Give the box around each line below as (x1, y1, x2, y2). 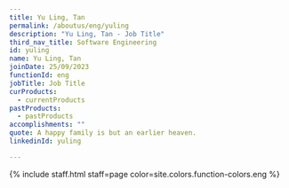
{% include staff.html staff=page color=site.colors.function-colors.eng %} (9, 168, 280, 179)
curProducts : (9, 87, 58, 96)
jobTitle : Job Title (9, 79, 86, 88)
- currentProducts (17, 95, 86, 105)
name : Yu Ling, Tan (9, 54, 82, 63)
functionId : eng (9, 71, 69, 80)
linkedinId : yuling (9, 137, 82, 145)
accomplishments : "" (9, 121, 86, 129)
